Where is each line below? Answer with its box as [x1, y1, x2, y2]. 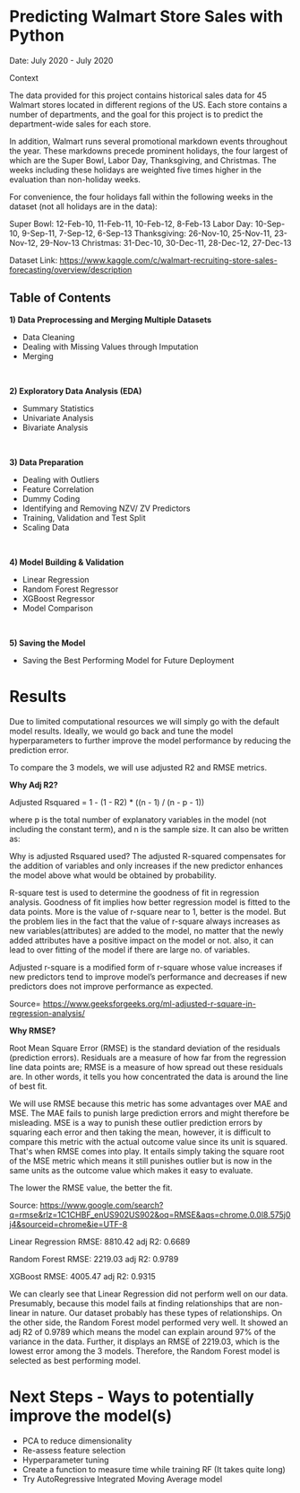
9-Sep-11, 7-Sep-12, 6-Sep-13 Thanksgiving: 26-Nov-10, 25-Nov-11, [21, 227, 272, 239]
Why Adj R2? [9, 779, 58, 790]
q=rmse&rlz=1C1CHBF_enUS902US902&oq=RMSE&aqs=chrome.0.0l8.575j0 [9, 1209, 291, 1220]
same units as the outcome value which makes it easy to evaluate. [9, 1164, 253, 1175]
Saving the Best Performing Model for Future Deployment [21, 654, 235, 665]
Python [9, 25, 64, 46]
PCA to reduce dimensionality [21, 1435, 133, 1446]
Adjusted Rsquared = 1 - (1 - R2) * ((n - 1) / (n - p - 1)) [9, 796, 205, 807]
